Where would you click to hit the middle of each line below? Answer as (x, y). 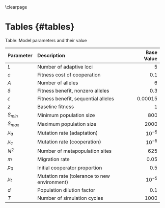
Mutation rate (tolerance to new (74, 176)
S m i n (13, 115)
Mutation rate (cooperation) (69, 142)
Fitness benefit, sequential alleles (76, 98)
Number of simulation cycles (70, 198)
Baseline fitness (55, 106)
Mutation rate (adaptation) (68, 133)
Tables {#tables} (40, 27)
